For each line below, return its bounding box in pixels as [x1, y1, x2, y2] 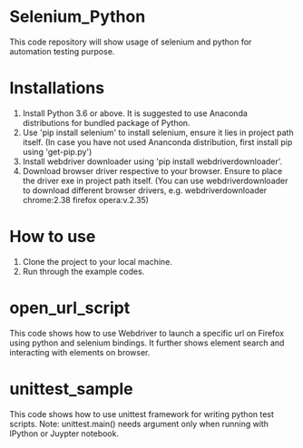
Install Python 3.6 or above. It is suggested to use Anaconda [22, 107, 248, 119]
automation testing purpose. [9, 45, 115, 56]
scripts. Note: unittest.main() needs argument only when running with [9, 418, 269, 429]
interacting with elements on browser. [9, 346, 151, 357]
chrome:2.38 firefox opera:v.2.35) [22, 194, 150, 205]
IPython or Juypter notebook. [9, 428, 120, 439]
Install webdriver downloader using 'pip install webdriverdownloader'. [22, 156, 283, 167]
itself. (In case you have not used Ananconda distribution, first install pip [22, 136, 293, 147]
